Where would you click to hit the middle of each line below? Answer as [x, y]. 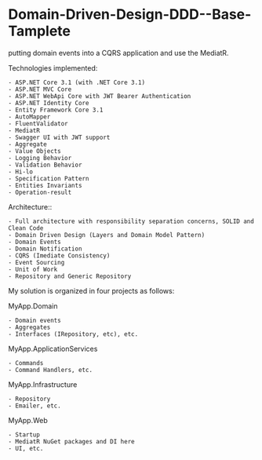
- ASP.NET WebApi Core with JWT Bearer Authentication [100, 96]
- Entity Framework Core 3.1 [56, 110]
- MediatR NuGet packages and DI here [71, 441]
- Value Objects [35, 151]
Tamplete [40, 31]
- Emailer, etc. [35, 406]
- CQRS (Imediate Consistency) [59, 256]
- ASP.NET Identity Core [49, 103]
